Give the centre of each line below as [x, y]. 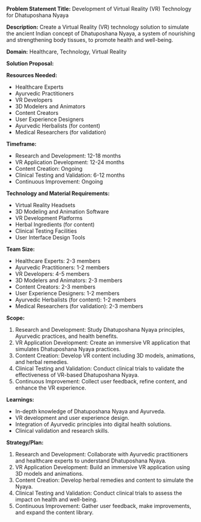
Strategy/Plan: [25, 442]
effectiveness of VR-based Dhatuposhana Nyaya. [77, 375]
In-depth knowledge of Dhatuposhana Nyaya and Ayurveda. [90, 411]
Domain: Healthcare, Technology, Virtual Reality [66, 52]
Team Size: [21, 249]
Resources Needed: [32, 75]
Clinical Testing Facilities [46, 231]
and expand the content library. [54, 512]
